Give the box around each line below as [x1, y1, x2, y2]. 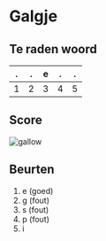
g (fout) [21, 195, 50, 206]
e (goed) [21, 185, 54, 196]
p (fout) [21, 214, 50, 224]
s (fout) [21, 204, 49, 214]
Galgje [9, 6, 58, 27]
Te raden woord [9, 42, 97, 57]
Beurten [9, 162, 55, 177]
